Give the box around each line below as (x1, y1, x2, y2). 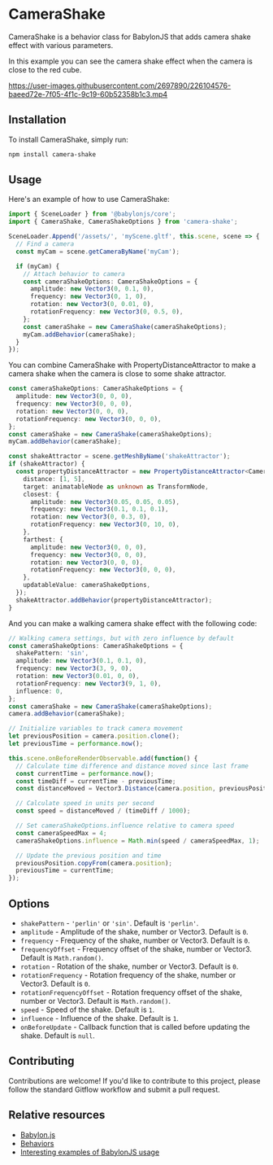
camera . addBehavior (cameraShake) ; (8, 710, 126, 718)
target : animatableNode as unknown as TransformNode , (23, 482, 209, 491)
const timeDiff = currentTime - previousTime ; (15, 777, 176, 786)
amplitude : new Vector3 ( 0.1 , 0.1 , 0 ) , (15, 657, 148, 665)
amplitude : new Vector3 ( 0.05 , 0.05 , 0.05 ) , (29, 497, 180, 506)
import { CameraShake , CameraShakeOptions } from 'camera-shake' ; (8, 217, 238, 226)
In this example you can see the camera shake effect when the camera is (8, 56, 253, 66)
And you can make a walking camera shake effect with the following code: (8, 618, 258, 628)
